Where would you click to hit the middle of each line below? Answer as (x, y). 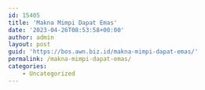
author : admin (31, 37)
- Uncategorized (49, 74)
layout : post (29, 45)
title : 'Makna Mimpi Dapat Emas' (63, 23)
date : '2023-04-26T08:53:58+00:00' (66, 30)
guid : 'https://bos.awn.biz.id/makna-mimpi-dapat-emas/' (103, 52)
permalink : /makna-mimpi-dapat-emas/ (70, 59)
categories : (27, 67)
